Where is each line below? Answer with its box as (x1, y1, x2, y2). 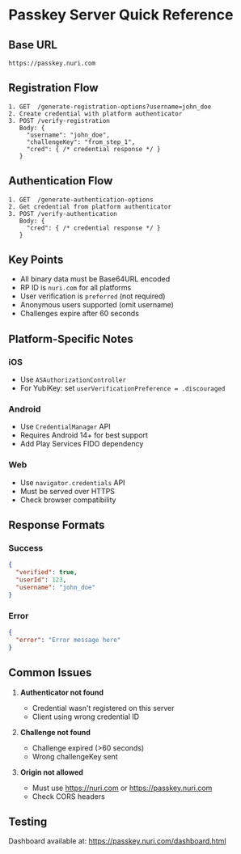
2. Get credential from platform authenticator (8, 202, 172, 211)
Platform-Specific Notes (8, 332, 133, 345)
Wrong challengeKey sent (32, 751, 119, 761)
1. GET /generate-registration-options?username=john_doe (8, 103, 212, 111)
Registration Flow (8, 81, 99, 95)
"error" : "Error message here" (15, 636, 121, 644)
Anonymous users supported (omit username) (19, 300, 174, 310)
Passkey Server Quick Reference (8, 6, 234, 24)
